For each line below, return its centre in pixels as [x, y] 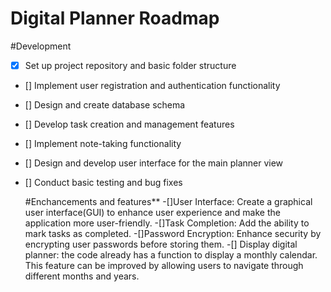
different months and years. [82, 276]
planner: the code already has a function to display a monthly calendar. [171, 255]
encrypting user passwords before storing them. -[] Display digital [161, 244]
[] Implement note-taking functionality [103, 143]
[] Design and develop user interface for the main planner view [154, 163]
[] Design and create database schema [105, 105]
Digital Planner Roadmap [115, 18]
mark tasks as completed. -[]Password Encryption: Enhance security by [173, 233]
